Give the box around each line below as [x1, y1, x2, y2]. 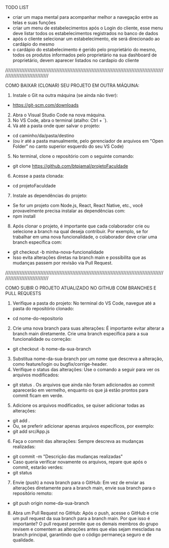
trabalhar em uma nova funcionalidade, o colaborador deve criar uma [12, 234, 157, 240]
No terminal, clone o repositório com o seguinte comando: [12, 153, 134, 159]
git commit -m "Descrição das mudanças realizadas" [12, 454, 123, 459]
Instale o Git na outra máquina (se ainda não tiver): [12, 92, 118, 98]
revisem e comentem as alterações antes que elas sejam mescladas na [12, 526, 161, 532]
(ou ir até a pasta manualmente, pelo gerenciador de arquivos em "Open [12, 138, 163, 144]
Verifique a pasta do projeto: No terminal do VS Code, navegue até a [12, 300, 156, 306]
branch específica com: [12, 239, 62, 245]
